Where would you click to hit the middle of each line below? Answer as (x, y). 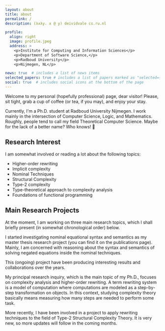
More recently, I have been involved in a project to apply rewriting (71, 312)
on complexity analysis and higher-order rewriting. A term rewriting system (81, 282)
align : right (23, 37)
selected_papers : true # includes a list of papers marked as (70, 78)
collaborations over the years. (35, 267)
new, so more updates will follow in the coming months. (61, 323)
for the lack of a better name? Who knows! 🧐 (50, 126)
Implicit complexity (31, 169)
